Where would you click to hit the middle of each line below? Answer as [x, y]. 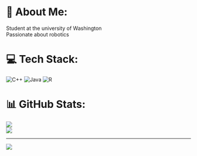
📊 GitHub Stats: [46, 104]
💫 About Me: [37, 12]
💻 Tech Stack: [42, 60]
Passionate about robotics [38, 34]
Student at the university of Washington [54, 28]
